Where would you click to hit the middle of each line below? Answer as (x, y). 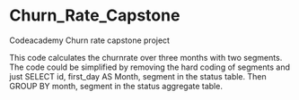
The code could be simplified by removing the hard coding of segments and (149, 67)
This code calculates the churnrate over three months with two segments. (146, 57)
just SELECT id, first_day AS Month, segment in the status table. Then (138, 76)
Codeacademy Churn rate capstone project (90, 40)
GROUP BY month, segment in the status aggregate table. (116, 86)
